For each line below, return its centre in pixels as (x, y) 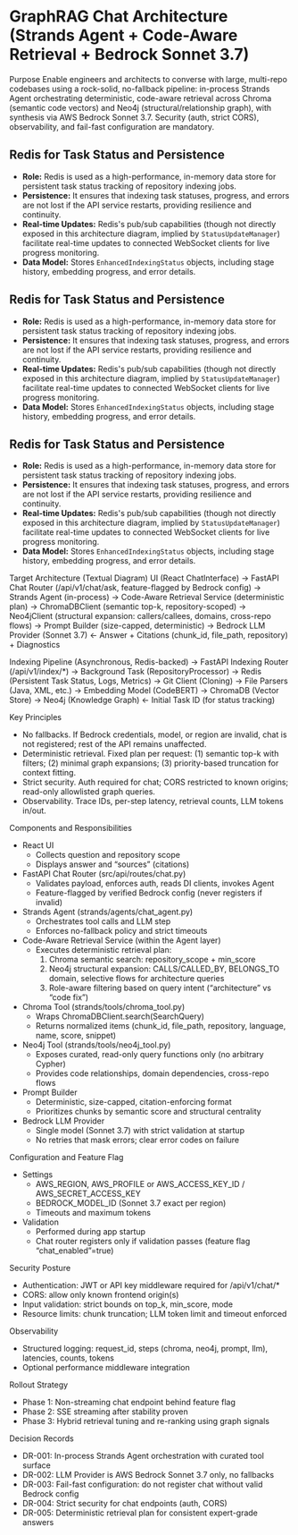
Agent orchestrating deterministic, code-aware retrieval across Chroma (141, 98)
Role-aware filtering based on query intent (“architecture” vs (160, 988)
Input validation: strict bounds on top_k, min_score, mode (128, 1304)
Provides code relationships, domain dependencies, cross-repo (152, 1073)
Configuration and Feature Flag (66, 1158)
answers (38, 1522)
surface (36, 1465)
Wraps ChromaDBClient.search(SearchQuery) (120, 1016)
